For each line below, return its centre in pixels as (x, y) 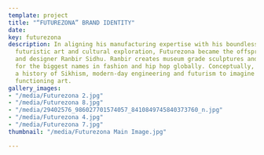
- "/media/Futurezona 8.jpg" (56, 103)
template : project (38, 15)
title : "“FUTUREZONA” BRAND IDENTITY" (71, 23)
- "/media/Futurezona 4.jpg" (56, 117)
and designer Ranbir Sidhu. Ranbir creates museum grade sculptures (130, 59)
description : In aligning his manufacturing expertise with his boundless (133, 45)
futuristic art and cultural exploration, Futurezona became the (125, 52)
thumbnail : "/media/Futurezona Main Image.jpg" (88, 132)
